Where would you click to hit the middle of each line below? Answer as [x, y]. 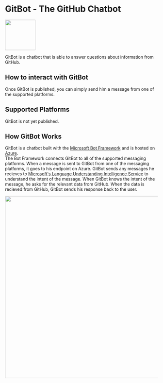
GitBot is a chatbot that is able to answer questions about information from [79, 57]
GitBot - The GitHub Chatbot [63, 9]
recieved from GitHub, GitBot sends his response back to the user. [71, 189]
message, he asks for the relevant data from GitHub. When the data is [75, 184]
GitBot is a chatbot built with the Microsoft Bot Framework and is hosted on [80, 148]
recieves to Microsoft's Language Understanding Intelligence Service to [77, 174]
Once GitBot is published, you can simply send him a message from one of [80, 89]
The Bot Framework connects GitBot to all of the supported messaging [76, 158]
